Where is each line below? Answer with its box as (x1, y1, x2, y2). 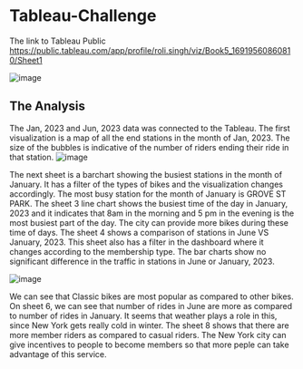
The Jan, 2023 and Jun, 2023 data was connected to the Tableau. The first (9, 122, 290, 133)
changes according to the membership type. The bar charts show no (9, 246, 267, 257)
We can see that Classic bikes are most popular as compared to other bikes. (9, 291, 294, 302)
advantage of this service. (9, 348, 107, 359)
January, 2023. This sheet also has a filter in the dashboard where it (9, 237, 265, 248)
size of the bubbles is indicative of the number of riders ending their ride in (9, 141, 289, 152)
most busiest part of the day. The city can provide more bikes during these (9, 217, 288, 228)
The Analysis (9, 99, 86, 114)
